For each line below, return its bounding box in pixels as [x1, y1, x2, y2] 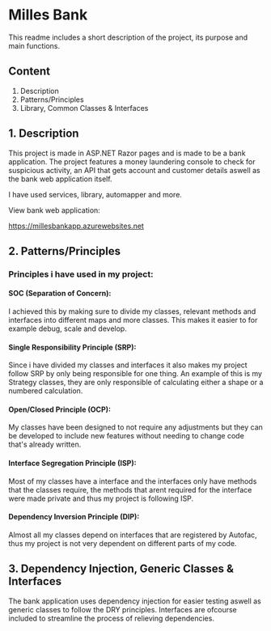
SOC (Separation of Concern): [8, 289, 112, 299]
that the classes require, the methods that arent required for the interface [8, 485, 252, 494]
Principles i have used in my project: [8, 269, 154, 280]
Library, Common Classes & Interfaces [19, 103, 149, 112]
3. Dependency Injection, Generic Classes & [8, 562, 235, 576]
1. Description [8, 127, 79, 141]
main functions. [8, 40, 61, 50]
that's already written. [8, 439, 82, 450]
